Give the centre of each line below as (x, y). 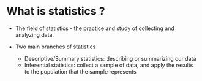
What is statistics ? (56, 11)
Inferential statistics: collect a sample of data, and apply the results (109, 65)
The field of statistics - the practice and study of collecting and (95, 28)
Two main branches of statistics (55, 47)
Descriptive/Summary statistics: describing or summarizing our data (110, 58)
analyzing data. (35, 34)
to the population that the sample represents (80, 71)
